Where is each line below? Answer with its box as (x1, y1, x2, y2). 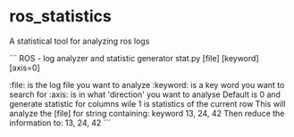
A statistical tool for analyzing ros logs (9, 36, 150, 46)
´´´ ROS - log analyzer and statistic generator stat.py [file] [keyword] (9, 52, 259, 63)
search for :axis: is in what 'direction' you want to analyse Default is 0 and (9, 89, 281, 100)
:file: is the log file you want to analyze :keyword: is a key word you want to (9, 79, 285, 90)
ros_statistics (9, 6, 112, 27)
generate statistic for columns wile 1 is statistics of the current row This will (9, 98, 286, 109)
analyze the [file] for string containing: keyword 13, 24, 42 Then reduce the (9, 108, 285, 118)
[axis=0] (9, 62, 40, 73)
